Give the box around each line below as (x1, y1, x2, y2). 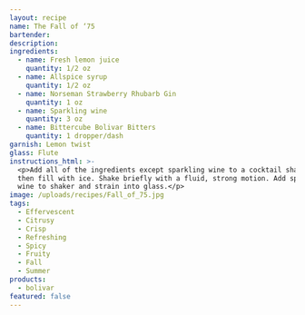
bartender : (9, 30, 51, 39)
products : (9, 275, 47, 284)
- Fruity (17, 250, 51, 259)
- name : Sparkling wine (17, 106, 107, 115)
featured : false (9, 291, 71, 300)
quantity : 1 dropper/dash (25, 132, 124, 141)
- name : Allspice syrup (17, 73, 107, 82)
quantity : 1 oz (25, 97, 84, 107)
